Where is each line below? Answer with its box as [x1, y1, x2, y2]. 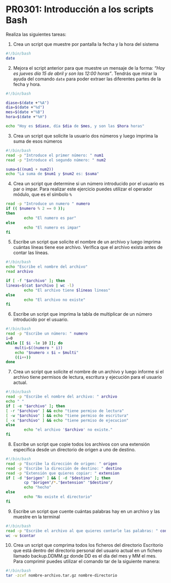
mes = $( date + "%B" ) [6, 109, 45, 115]
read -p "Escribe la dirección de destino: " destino [6, 466, 122, 471]
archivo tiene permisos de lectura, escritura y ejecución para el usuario [13, 374, 162, 380]
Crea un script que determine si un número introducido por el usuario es [13, 181, 164, 187]
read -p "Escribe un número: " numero [6, 331, 88, 337]
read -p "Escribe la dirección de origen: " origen [6, 461, 117, 466]
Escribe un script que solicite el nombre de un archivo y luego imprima [13, 239, 161, 245]
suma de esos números [13, 138, 62, 144]
